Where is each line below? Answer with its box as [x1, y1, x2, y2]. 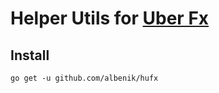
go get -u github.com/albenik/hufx [10, 73, 159, 83]
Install [10, 47, 50, 64]
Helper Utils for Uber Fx [10, 7, 210, 30]
